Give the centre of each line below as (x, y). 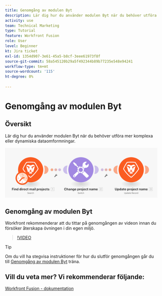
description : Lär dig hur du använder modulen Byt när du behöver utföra (81, 15)
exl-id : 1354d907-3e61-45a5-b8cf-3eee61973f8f (53, 56)
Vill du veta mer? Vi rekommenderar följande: (75, 277)
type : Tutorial (20, 31)
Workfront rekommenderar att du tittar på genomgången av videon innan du (81, 223)
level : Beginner (21, 46)
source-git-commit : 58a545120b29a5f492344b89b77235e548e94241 (69, 61)
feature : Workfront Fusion (32, 36)
